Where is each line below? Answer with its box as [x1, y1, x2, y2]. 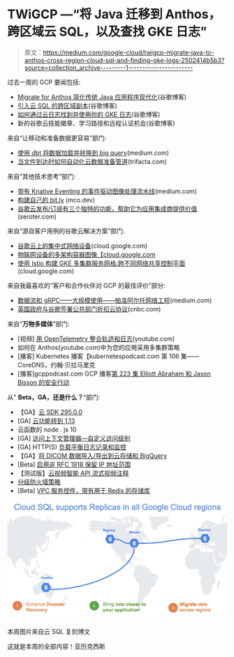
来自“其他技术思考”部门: [7, 172, 76, 180]
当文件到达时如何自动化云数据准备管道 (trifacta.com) [17, 157, 168, 165]
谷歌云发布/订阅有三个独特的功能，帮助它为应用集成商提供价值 [17, 204, 198, 213]
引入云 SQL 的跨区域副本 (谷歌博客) [17, 101, 117, 110]
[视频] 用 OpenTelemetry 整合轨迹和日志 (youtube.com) [17, 334, 175, 343]
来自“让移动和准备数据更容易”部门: [7, 133, 107, 142]
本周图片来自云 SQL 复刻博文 [7, 628, 91, 636]
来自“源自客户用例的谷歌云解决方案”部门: [7, 226, 125, 235]
